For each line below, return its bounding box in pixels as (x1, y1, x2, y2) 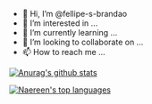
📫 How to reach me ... (21, 47, 106, 57)
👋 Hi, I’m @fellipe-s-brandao (21, 9, 128, 19)
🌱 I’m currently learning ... (21, 28, 118, 37)
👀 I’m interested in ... (21, 18, 98, 28)
